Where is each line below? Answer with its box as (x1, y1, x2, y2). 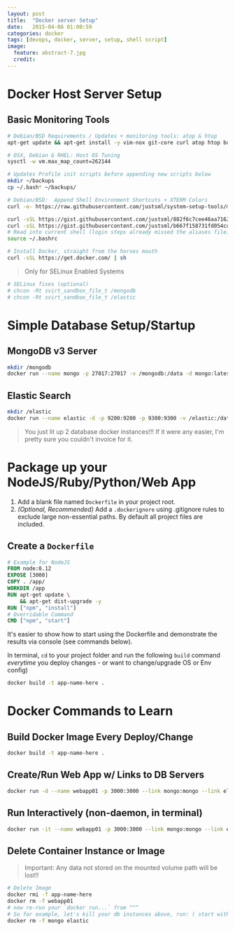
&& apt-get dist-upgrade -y (20, 597, 101, 605)
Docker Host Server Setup (7, 86, 162, 102)
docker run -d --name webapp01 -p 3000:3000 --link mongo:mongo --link (7, 787, 220, 794)
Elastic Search (7, 390, 71, 402)
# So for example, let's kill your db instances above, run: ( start (7, 911, 215, 918)
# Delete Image (7, 885, 52, 892)
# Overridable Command (7, 611, 73, 618)
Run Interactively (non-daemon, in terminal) (7, 807, 203, 819)
